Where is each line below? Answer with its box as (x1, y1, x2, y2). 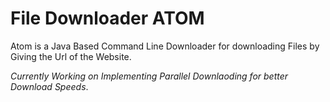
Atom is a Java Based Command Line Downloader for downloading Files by (10, 40, 320, 52)
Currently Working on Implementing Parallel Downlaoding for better (10, 70, 289, 82)
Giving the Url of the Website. (10, 50, 132, 62)
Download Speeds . (10, 80, 89, 92)
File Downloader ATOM (10, 7, 205, 30)
